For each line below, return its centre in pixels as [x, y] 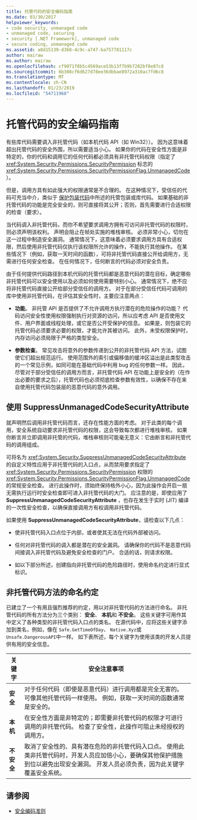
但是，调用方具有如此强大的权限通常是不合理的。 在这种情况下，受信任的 [94, 190]
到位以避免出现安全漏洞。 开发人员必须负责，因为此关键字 [104, 764]
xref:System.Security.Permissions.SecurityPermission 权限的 [79, 471]
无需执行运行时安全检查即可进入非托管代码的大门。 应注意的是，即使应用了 [97, 493]
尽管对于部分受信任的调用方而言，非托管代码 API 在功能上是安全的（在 [100, 372]
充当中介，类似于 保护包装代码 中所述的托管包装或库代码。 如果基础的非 [102, 197]
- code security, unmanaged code [47, 28]
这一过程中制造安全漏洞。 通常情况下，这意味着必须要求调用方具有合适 [91, 239]
